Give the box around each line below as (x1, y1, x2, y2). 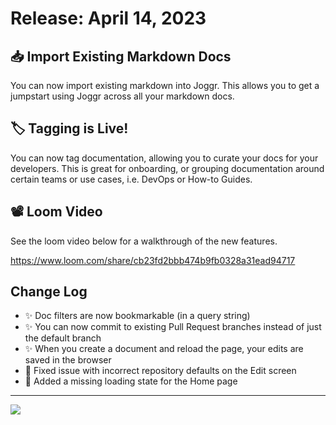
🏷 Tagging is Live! (10, 120, 129, 137)
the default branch (24, 332, 102, 344)
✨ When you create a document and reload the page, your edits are (24, 343, 304, 355)
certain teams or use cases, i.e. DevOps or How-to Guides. (10, 173, 253, 185)
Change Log (10, 283, 88, 301)
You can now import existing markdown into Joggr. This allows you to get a (10, 80, 320, 91)
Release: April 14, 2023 (10, 7, 207, 30)
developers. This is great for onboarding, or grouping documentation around (10, 162, 325, 174)
